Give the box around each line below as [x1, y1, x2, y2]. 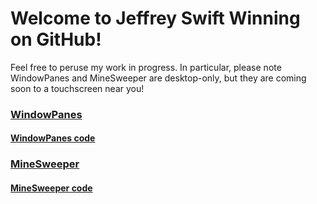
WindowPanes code [10, 132, 96, 144]
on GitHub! [10, 28, 102, 51]
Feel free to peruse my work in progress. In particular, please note [10, 61, 282, 73]
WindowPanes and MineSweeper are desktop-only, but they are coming [10, 72, 307, 84]
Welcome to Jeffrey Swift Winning [10, 7, 301, 30]
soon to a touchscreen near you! [10, 82, 145, 94]
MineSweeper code [10, 182, 93, 194]
